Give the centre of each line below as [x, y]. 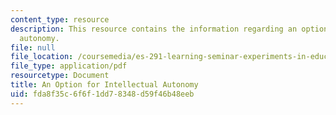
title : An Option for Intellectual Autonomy [104, 85]
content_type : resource [60, 19]
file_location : [42, 57]
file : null [33, 47]
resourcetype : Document [60, 76]
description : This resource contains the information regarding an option [169, 29]
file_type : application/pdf [69, 66]
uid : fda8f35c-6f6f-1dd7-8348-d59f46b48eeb [102, 94]
